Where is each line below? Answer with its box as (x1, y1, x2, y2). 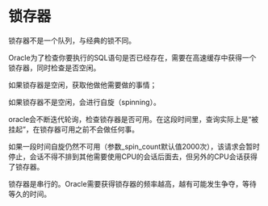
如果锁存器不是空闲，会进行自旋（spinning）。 (8, 97, 161, 107)
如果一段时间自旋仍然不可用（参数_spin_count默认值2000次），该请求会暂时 (8, 141, 260, 151)
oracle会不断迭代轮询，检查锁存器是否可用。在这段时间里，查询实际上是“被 (8, 114, 259, 124)
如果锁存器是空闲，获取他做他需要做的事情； (8, 80, 157, 90)
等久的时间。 (8, 189, 51, 199)
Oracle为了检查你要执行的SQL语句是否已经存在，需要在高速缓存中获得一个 (8, 53, 257, 62)
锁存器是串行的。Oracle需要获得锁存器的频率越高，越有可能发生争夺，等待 (8, 179, 257, 188)
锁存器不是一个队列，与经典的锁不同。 (8, 36, 136, 45)
